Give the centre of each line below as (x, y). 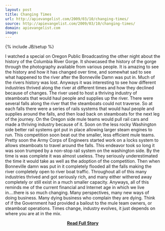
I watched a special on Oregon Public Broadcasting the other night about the (83, 56)
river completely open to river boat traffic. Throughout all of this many (76, 172)
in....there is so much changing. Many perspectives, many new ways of (77, 192)
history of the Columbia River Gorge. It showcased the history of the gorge (81, 61)
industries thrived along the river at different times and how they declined (80, 88)
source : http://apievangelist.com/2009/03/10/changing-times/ (70, 23)
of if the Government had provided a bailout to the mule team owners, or (79, 203)
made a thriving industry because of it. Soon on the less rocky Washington (81, 124)
